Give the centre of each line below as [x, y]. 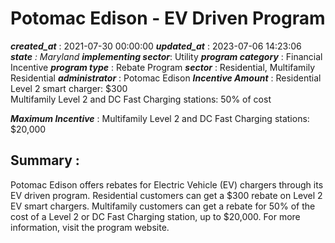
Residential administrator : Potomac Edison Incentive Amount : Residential [166, 78]
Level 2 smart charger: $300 [69, 88]
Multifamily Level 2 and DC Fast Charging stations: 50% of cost [141, 99]
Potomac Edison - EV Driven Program [168, 18]
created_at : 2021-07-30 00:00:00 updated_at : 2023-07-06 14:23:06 [156, 46]
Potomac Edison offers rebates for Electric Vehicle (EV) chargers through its [167, 184]
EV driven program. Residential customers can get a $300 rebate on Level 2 [166, 195]
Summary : [45, 160]
